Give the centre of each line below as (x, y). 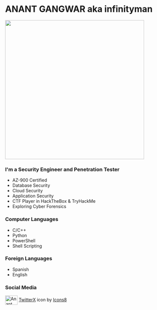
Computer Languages (32, 220)
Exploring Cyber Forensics (39, 207)
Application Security (33, 196)
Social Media (21, 287)
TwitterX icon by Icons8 (43, 300)
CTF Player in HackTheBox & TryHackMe (54, 201)
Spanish (20, 269)
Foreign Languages (29, 259)
